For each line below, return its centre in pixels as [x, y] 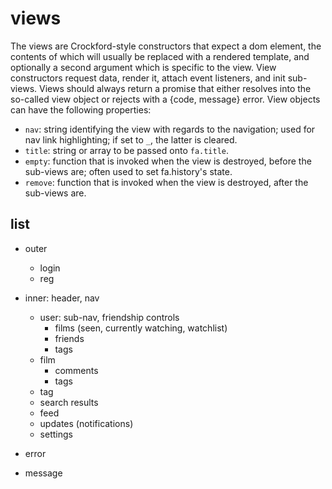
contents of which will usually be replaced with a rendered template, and [160, 56]
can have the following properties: [81, 109]
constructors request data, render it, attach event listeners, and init [148, 78]
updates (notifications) [86, 423]
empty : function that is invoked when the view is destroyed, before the [168, 161]
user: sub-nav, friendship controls [109, 317]
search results [69, 402]
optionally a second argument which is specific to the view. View [143, 67]
